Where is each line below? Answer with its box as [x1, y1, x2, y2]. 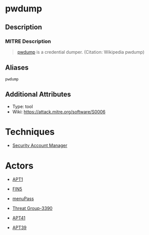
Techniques [5, 126, 55, 137]
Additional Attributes [5, 90, 71, 99]
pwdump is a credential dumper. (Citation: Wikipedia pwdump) [17, 49, 145, 55]
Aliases [5, 63, 29, 72]
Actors [5, 160, 34, 171]
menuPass [12, 196, 34, 202]
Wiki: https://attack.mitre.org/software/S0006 [12, 109, 105, 115]
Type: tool [12, 103, 33, 110]
